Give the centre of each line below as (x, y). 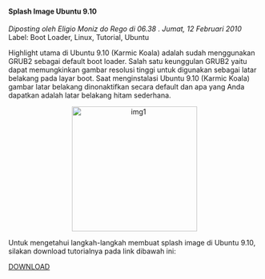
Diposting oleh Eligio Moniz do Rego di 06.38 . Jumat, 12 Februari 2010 (125, 29)
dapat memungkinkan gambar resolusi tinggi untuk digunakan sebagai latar (132, 70)
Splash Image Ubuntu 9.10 (53, 11)
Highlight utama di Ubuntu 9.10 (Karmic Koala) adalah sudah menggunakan (132, 53)
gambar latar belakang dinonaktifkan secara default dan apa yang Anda (126, 87)
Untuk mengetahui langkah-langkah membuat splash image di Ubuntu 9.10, (132, 243)
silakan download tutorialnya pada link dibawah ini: (92, 251)
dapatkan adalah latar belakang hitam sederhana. (90, 95)
